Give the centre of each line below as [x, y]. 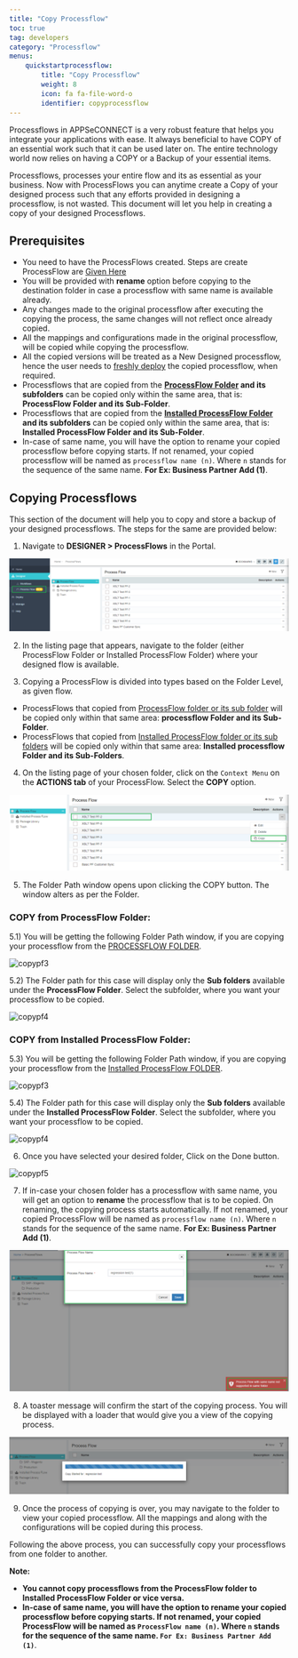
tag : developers [39, 37]
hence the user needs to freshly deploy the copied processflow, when [150, 366]
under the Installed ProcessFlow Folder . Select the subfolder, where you [143, 1112]
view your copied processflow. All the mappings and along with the [145, 1518]
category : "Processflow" [55, 47]
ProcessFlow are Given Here [74, 272]
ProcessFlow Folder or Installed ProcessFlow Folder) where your [140, 655]
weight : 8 [59, 84]
